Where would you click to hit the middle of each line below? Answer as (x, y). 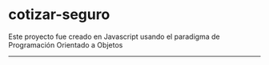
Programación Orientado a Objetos (66, 44)
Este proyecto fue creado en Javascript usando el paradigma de (114, 36)
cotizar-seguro (59, 15)
